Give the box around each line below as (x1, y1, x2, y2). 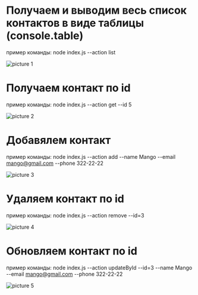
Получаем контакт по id (6, 81, 131, 95)
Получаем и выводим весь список (6, 4, 187, 17)
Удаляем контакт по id (6, 192, 125, 205)
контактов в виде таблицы (6, 16, 144, 30)
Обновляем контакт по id (6, 244, 138, 257)
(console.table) (6, 29, 84, 42)
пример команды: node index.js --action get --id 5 (6, 101, 132, 108)
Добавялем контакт (6, 134, 111, 147)
